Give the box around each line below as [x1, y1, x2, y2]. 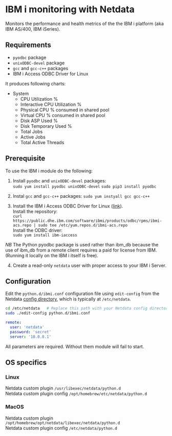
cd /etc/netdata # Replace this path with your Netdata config [5, 306, 147, 311]
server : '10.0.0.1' [10, 334, 52, 339]
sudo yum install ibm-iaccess [12, 233, 78, 238]
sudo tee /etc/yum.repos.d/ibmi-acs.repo [38, 222, 128, 228]
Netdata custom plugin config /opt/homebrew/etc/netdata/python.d [5, 391, 147, 397]
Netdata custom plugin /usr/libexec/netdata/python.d [5, 385, 121, 392]
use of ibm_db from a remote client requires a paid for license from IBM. [5, 247, 157, 253]
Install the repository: [12, 208, 58, 214]
